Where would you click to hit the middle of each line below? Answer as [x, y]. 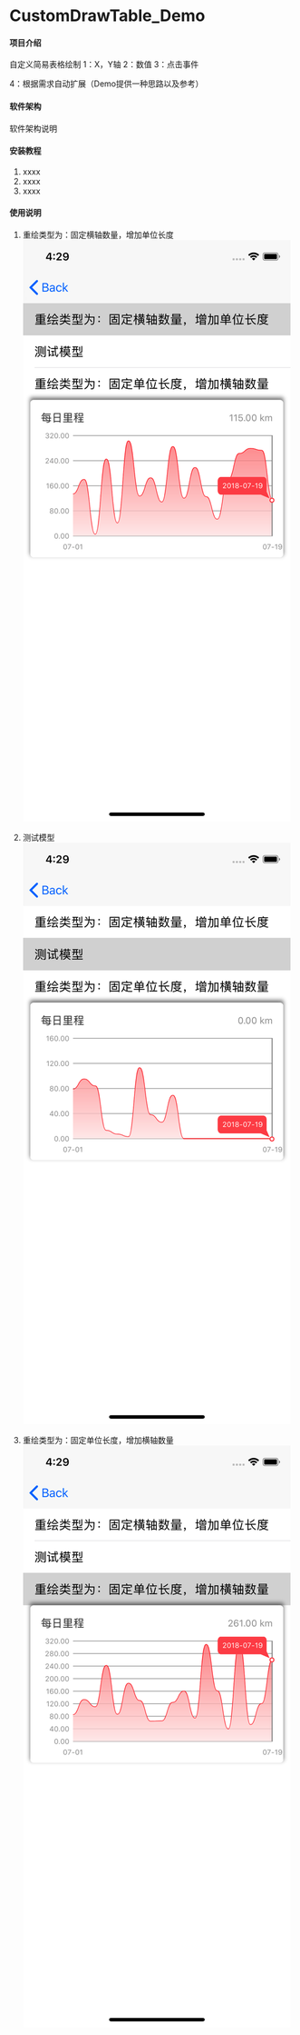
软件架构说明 [33, 128]
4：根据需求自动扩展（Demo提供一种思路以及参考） [106, 84]
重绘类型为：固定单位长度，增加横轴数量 [98, 1440]
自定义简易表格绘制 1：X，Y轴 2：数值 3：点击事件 [104, 65]
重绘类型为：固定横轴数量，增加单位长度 [98, 234]
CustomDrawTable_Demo [107, 16]
